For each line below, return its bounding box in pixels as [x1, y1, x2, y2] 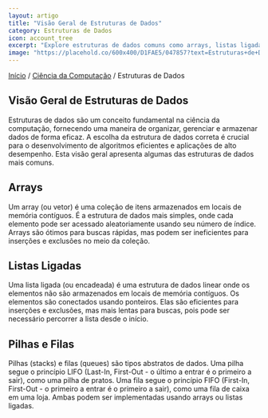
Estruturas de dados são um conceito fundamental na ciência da [8, 115, 220, 125]
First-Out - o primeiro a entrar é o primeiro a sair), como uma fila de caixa [8, 384, 250, 394]
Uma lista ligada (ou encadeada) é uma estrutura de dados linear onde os [8, 281, 250, 290]
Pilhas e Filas [8, 337, 75, 351]
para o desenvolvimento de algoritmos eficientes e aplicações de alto [8, 141, 237, 150]
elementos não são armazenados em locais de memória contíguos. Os [8, 289, 239, 298]
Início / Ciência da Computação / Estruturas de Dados [8, 71, 185, 80]
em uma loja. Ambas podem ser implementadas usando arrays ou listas [8, 392, 243, 402]
